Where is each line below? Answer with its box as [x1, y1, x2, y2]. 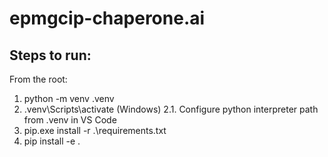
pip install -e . [23, 135, 81, 147]
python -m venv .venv [23, 93, 115, 104]
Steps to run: [9, 47, 92, 64]
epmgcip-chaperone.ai [9, 7, 206, 30]
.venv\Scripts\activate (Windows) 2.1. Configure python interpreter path [23, 103, 319, 115]
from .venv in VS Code [23, 114, 117, 126]
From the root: [9, 73, 68, 85]
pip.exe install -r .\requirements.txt [23, 125, 167, 136]
